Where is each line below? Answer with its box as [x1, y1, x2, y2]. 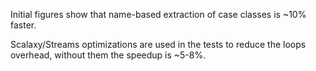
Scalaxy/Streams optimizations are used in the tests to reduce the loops [10, 39, 307, 50]
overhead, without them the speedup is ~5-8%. [10, 49, 207, 61]
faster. [10, 19, 37, 31]
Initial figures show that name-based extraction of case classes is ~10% [10, 9, 307, 20]
